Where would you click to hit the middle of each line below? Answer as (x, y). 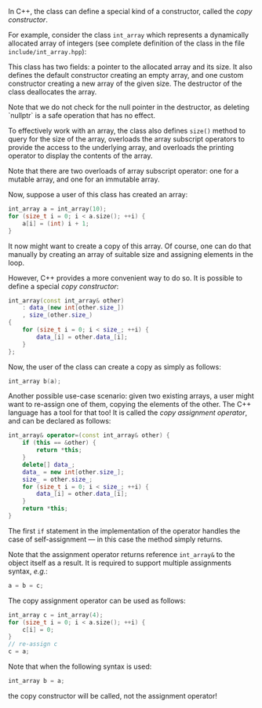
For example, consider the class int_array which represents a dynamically (129, 35)
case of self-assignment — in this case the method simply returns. (116, 539)
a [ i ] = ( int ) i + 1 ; (56, 223)
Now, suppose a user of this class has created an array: (98, 194)
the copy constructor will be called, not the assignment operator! (113, 695)
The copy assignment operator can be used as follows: (97, 600)
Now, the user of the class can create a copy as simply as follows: (115, 367)
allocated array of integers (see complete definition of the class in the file (127, 43)
